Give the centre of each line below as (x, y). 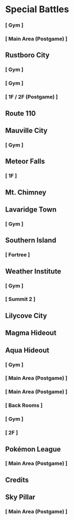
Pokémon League (33, 449)
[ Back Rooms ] (24, 405)
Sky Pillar (20, 497)
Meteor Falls (25, 162)
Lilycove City (26, 316)
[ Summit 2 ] (20, 299)
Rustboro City (27, 55)
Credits (17, 480)
